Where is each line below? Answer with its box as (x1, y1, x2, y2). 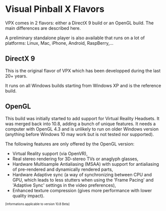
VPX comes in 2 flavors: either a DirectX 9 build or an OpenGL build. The (5, 20, 154, 26)
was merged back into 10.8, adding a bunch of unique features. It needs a (5, 121, 156, 127)
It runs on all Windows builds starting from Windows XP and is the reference (5, 82, 162, 88)
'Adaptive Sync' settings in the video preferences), (12, 182, 116, 188)
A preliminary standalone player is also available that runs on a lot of (5, 35, 145, 41)
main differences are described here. (5, 25, 81, 31)
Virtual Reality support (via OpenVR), (12, 150, 88, 156)
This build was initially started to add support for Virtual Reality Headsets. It (5, 115, 160, 121)
